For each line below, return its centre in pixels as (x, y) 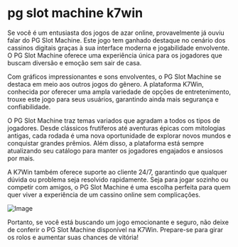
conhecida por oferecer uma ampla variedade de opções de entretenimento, (119, 92)
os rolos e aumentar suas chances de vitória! (73, 237)
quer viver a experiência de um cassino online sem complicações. (104, 194)
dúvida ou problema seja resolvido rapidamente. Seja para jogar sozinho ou (118, 180)
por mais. (21, 158)
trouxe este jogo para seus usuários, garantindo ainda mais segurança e (113, 99)
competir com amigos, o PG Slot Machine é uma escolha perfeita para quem (119, 187)
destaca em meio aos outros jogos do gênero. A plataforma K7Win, (106, 84)
